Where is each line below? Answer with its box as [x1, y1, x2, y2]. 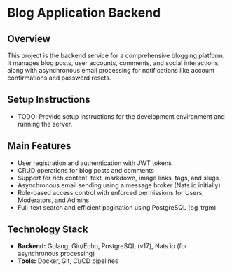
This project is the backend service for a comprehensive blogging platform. [7, 51, 225, 59]
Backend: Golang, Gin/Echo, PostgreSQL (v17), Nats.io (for [17, 242, 188, 250]
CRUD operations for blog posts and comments [17, 166, 154, 174]
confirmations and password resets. [7, 73, 111, 82]
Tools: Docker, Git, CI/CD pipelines [17, 257, 118, 265]
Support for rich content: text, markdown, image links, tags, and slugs [17, 173, 219, 182]
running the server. [17, 120, 73, 128]
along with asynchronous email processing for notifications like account [7, 66, 215, 74]
